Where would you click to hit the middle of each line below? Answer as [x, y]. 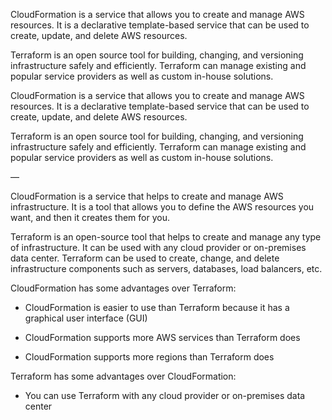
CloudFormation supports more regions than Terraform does [149, 357]
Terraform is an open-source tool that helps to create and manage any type [166, 237]
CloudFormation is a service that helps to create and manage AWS [147, 196]
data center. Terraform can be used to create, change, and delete [145, 258]
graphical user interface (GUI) [86, 318]
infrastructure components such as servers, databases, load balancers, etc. [166, 268]
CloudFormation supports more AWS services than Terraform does [162, 337]
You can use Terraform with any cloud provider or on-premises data [165, 395]
